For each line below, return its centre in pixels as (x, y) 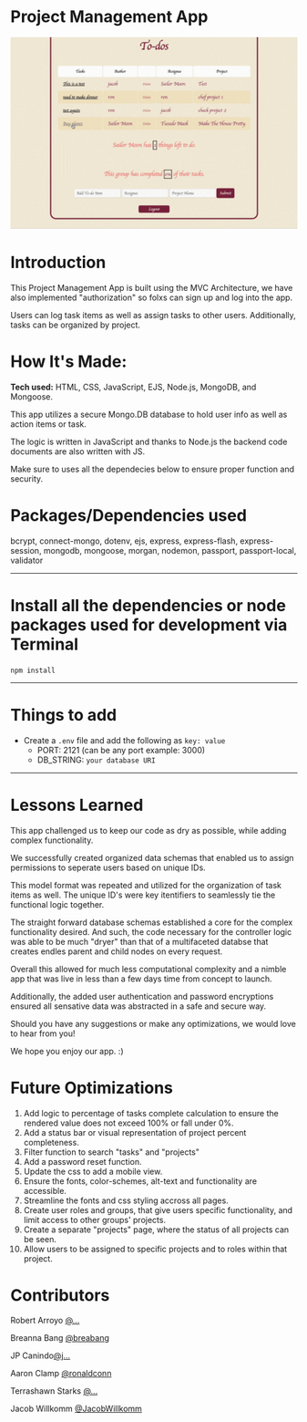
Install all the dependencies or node (148, 605)
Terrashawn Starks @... (54, 1391)
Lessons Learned (77, 805)
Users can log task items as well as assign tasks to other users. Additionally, (153, 315)
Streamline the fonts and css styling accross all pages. (126, 1200)
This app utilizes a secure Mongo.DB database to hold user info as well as (149, 414)
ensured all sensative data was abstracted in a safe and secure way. (138, 1006)
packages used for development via (149, 624)
